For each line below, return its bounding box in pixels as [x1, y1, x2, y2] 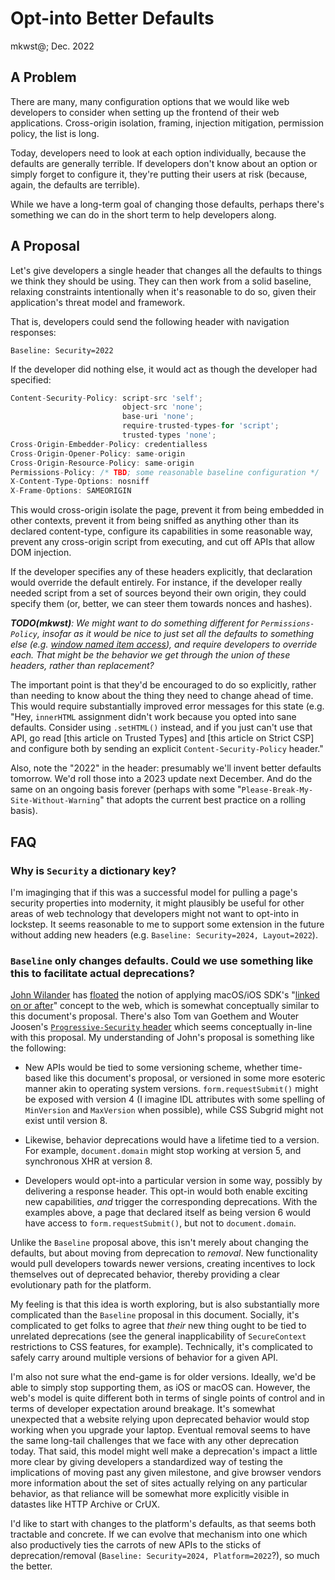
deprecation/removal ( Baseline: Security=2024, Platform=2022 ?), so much [10, 1550, 320, 1562]
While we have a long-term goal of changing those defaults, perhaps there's [10, 198, 325, 210]
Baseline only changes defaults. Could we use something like [10, 953, 314, 967]
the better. [10, 1560, 53, 1572]
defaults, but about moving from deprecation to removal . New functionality [10, 1247, 318, 1259]
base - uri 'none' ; [121, 412, 195, 422]
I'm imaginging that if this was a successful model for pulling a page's [10, 886, 298, 898]
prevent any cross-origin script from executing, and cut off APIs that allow [10, 536, 316, 548]
